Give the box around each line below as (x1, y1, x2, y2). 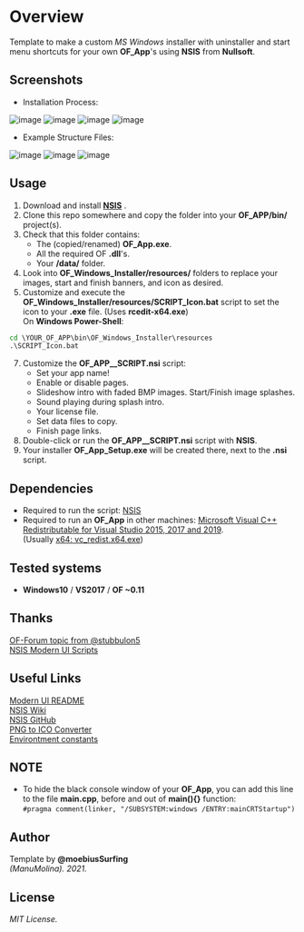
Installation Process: (22, 96, 99, 107)
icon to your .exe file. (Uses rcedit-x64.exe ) (22, 306, 189, 317)
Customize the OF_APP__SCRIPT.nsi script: (22, 358, 186, 369)
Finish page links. (35, 425, 102, 437)
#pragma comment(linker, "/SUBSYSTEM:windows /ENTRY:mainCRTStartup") (22, 805, 296, 814)
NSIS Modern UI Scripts (9, 644, 98, 655)
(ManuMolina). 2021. (9, 863, 88, 874)
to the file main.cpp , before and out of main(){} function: (22, 793, 237, 805)
